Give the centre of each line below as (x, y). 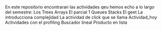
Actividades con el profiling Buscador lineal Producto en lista (66, 22)
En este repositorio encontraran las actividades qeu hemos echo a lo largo (80, 7)
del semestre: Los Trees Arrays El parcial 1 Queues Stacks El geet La (74, 12)
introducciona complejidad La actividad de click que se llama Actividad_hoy (81, 17)
